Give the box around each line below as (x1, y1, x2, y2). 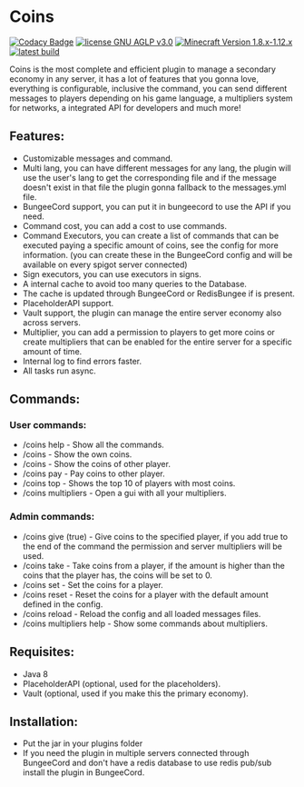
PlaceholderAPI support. (22, 297, 114, 308)
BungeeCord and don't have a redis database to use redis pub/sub (22, 757, 272, 769)
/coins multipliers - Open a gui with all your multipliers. (22, 488, 227, 499)
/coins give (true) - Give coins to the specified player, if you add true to (22, 531, 289, 542)
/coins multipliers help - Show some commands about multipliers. (22, 618, 269, 629)
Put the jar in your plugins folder (22, 738, 143, 749)
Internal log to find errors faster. (22, 355, 142, 366)
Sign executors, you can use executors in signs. (22, 268, 201, 279)
